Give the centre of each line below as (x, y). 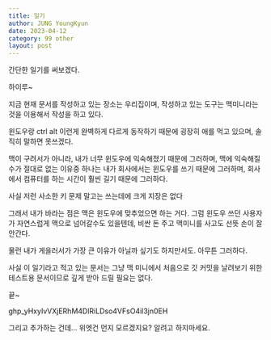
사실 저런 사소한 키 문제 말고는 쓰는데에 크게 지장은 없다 (96, 196)
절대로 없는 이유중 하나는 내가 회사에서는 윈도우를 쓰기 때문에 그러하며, (134, 169)
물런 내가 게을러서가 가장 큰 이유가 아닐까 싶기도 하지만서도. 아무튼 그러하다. (128, 250)
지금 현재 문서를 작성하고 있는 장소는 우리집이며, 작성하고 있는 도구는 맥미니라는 (133, 104)
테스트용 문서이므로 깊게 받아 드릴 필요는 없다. (81, 278)
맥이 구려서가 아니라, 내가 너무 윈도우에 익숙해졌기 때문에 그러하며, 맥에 (121, 159)
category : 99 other (41, 38)
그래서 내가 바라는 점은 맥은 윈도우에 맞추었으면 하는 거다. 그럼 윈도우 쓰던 (125, 213)
